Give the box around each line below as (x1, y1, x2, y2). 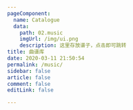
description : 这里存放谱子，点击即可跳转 (19, 42, 127, 49)
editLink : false (7, 87, 54, 93)
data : (13, 23, 30, 30)
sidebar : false (7, 67, 51, 74)
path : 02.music (19, 29, 63, 36)
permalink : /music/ (7, 61, 63, 68)
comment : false (7, 80, 51, 87)
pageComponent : (7, 10, 51, 17)
